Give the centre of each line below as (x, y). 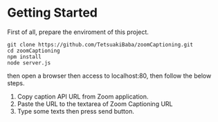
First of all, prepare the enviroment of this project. (78, 32)
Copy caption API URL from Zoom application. (83, 96)
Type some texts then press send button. (76, 111)
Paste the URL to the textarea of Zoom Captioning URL (95, 104)
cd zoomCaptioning (34, 51)
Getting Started (53, 13)
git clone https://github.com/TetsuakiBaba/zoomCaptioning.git (100, 44)
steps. (16, 83)
